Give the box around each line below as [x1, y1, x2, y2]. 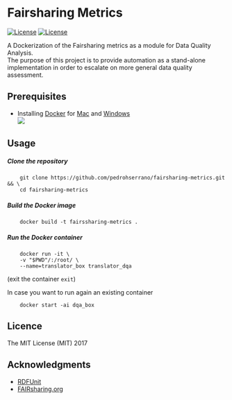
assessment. [7, 71, 44, 79]
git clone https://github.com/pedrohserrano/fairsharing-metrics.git [19, 175, 226, 182]
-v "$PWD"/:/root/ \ [19, 256, 79, 264]
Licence [7, 320, 43, 332]
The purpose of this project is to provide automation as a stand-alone [7, 55, 206, 64]
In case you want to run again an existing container [7, 288, 154, 297]
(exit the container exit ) [7, 275, 76, 284]
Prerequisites [7, 91, 67, 103]
